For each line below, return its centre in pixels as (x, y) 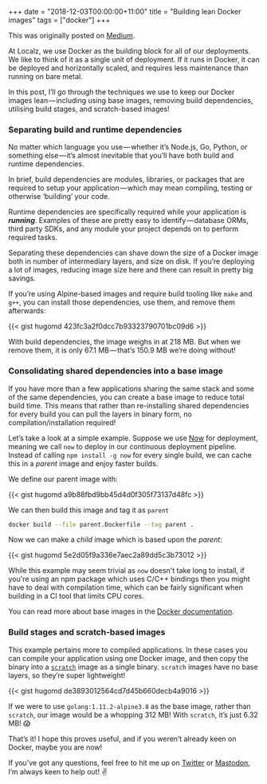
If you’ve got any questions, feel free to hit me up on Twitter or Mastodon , (130, 762)
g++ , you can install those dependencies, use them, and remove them (122, 302)
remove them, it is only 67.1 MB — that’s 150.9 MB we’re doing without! (122, 350)
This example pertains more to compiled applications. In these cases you (128, 650)
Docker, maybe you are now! (55, 747)
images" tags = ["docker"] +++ (59, 20)
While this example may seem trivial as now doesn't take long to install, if (127, 571)
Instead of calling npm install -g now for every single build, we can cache (130, 455)
